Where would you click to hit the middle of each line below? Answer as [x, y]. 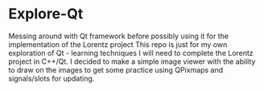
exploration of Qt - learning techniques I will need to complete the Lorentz [131, 53]
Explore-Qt [46, 14]
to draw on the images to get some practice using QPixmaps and [116, 69]
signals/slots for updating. [52, 78]
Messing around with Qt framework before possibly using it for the [119, 36]
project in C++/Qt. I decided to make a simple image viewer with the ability [132, 61]
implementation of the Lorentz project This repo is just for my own [118, 44]
